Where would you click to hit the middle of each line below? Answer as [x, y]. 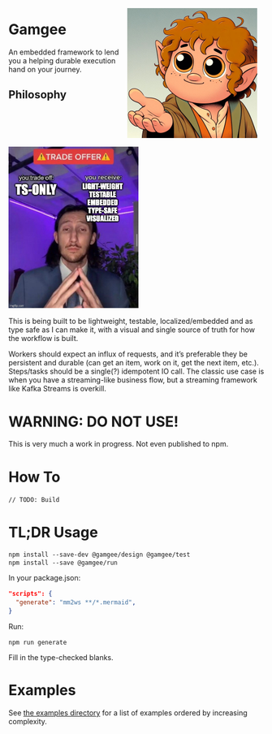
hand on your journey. [45, 69]
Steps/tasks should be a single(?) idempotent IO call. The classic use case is [136, 371]
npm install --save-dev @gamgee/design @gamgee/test [99, 555]
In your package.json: [45, 578]
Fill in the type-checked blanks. [61, 657]
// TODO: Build [34, 500]
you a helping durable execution [62, 60]
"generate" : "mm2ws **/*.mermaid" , [76, 602]
